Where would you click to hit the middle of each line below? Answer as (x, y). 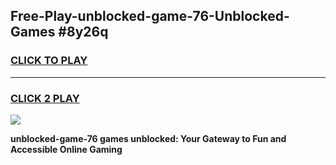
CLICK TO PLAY (49, 61)
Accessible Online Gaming (66, 149)
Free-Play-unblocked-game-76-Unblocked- (150, 16)
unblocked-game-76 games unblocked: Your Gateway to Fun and (148, 138)
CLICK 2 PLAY (45, 98)
